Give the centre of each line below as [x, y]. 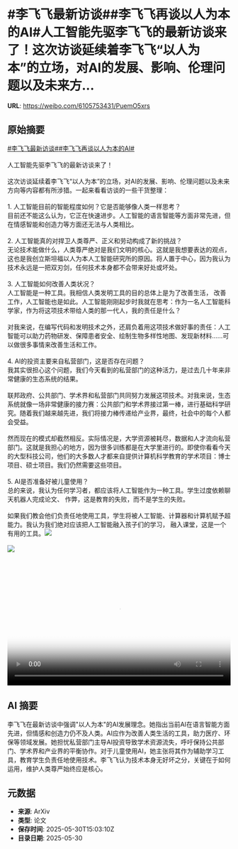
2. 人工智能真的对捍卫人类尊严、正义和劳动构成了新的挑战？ [95, 240]
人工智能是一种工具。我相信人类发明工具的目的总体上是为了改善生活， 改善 [117, 293]
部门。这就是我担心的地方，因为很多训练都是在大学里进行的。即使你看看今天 [119, 447]
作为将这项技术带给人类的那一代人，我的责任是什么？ [103, 310]
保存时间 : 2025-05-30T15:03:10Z [66, 829]
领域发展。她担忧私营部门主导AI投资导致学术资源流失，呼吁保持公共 [119, 742]
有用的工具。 [26, 533]
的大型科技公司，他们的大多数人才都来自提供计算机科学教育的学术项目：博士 [119, 456]
